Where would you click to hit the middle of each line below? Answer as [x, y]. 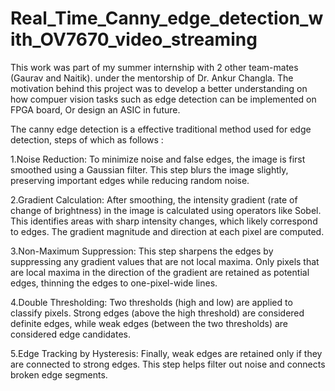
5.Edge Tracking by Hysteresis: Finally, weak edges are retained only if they [166, 353]
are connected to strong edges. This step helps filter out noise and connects [168, 364]
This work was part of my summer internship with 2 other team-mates [154, 67]
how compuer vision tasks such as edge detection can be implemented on [163, 99]
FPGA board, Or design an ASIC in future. [95, 109]
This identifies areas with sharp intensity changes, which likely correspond [164, 221]
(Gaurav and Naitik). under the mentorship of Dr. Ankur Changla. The [152, 78]
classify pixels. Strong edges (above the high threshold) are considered [157, 313]
